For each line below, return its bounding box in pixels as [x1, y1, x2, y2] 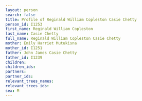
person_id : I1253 [5, 21, 43, 27]
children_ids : [5, 64, 36, 69]
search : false [5, 12, 36, 17]
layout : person [5, 7, 38, 13]
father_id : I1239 [5, 55, 43, 60]
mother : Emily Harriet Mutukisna [5, 41, 77, 46]
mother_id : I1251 [5, 45, 43, 50]
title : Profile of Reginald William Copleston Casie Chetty [5, 17, 137, 22]
